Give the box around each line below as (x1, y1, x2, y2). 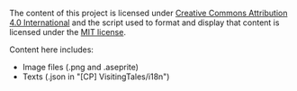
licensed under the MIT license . (9, 27, 126, 37)
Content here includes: (9, 44, 94, 55)
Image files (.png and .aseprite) (22, 62, 139, 72)
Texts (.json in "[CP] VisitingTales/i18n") (22, 71, 170, 82)
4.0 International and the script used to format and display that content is (9, 17, 280, 28)
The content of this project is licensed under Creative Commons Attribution (9, 8, 288, 18)
